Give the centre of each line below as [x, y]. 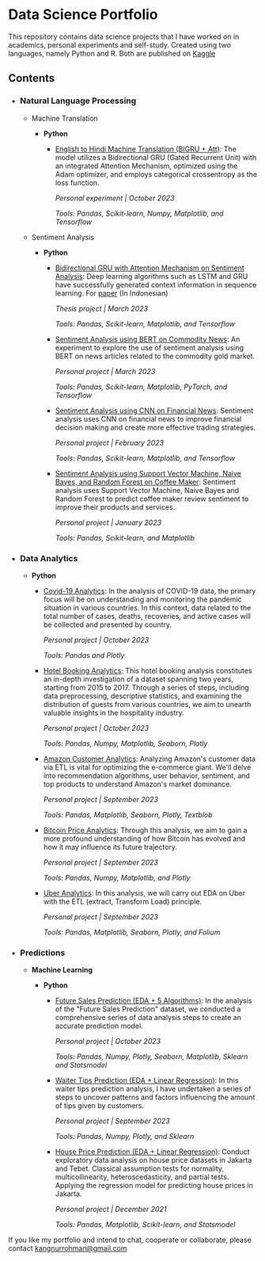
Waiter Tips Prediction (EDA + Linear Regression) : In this [147, 1080]
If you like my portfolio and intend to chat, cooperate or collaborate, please [130, 1240]
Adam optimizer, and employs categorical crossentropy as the [156, 174]
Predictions [42, 953]
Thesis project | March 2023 [102, 308]
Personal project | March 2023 [105, 371]
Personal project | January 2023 [108, 522]
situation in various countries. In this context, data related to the [147, 607]
